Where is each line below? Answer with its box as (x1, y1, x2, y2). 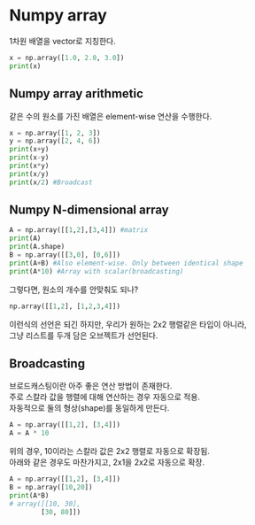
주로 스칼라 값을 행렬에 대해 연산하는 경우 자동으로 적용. (9, 391, 201, 403)
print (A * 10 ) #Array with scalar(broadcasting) (9, 266, 184, 275)
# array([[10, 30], (9, 499, 81, 508)
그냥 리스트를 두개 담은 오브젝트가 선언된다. (9, 329, 158, 341)
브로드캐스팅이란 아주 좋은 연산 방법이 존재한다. (9, 381, 173, 391)
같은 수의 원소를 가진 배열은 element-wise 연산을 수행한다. (9, 111, 212, 121)
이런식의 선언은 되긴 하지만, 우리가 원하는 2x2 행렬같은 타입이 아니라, (9, 319, 247, 329)
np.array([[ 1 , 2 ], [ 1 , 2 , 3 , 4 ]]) (9, 302, 121, 311)
